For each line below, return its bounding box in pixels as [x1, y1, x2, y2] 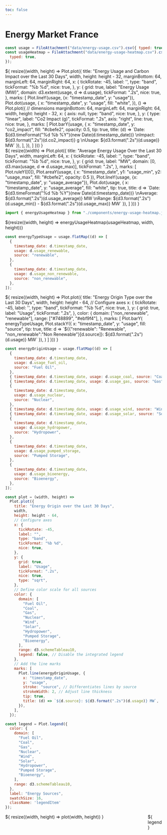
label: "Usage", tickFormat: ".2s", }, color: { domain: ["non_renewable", [5, 310, 149, 316]
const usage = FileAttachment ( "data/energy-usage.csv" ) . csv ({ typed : [5, 45, 153, 50]
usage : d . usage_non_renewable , [14, 271, 79, 276]
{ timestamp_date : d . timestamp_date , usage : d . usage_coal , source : [9, 374, 153, 379]
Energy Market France [5, 28, 99, 40]
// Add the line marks [14, 661, 61, 666]
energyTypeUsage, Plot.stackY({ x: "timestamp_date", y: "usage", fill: [5, 321, 147, 327]
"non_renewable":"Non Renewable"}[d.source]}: [5, 331, 104, 337]
